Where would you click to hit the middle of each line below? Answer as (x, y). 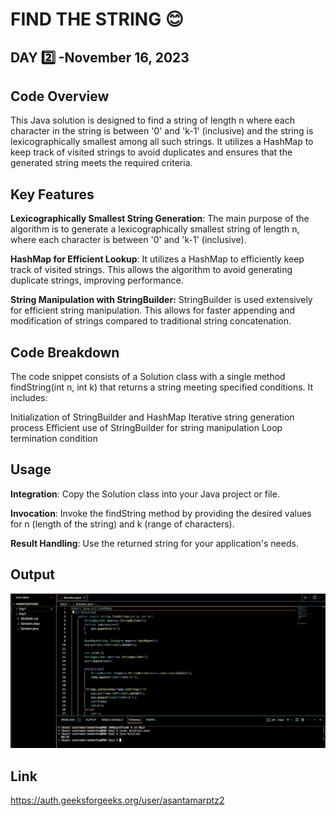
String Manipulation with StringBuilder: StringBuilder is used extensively (161, 300)
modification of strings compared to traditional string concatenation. (151, 321)
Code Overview (60, 96)
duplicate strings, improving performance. (97, 280)
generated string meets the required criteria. (101, 163)
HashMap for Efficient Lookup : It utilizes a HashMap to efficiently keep (157, 259)
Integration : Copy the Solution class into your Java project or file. (145, 494)
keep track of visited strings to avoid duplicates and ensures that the (151, 152)
